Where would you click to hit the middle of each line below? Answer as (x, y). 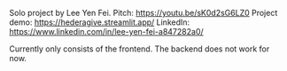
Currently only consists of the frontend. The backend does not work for (140, 49)
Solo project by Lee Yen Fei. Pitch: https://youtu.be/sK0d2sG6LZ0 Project (143, 13)
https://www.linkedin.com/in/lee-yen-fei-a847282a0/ (106, 32)
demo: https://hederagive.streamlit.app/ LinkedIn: (100, 22)
